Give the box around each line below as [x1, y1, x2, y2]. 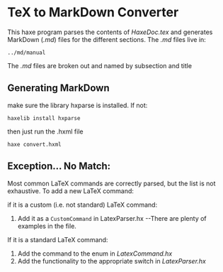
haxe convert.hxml [7, 141, 62, 148]
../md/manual [7, 49, 46, 56]
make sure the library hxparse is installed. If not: [7, 101, 148, 109]
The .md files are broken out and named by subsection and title [7, 61, 193, 70]
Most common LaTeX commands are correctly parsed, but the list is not [7, 179, 216, 187]
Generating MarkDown [7, 82, 110, 94]
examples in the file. [17, 222, 76, 230]
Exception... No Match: [7, 161, 111, 173]
